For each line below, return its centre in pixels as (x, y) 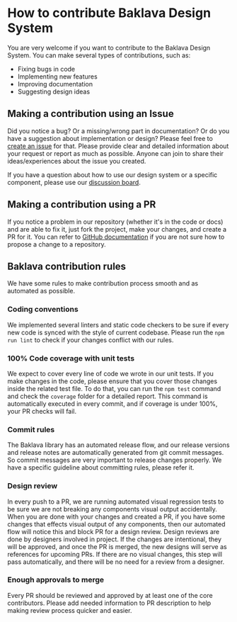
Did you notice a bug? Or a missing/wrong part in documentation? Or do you (118, 131)
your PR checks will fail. (42, 411)
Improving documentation (55, 84)
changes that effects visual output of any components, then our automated (116, 524)
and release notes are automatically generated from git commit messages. (116, 453)
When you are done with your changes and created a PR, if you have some (116, 516)
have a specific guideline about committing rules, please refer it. (101, 468)
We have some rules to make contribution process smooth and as (103, 283)
